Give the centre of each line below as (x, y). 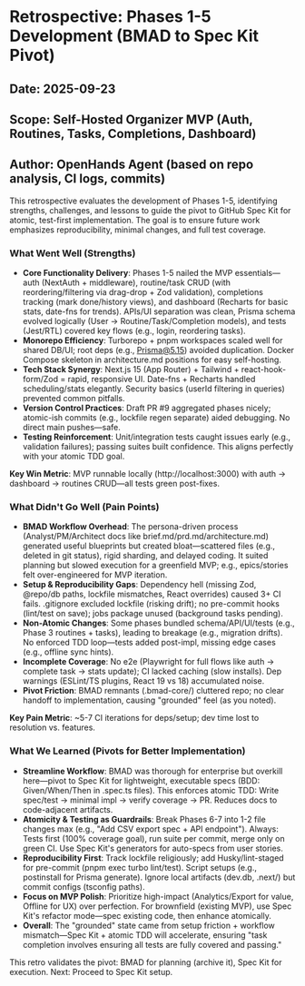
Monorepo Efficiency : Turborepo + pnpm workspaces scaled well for (152, 340)
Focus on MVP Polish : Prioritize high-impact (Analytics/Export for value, (158, 896)
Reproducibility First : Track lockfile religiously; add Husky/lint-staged (153, 858)
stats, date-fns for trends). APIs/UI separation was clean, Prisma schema (159, 311)
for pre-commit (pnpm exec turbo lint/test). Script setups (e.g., (139, 867)
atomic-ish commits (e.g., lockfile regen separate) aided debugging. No (156, 418)
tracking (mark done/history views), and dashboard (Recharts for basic (155, 302)
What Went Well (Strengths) (73, 253)
